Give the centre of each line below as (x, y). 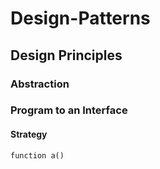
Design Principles (66, 55)
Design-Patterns (80, 18)
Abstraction (40, 84)
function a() (37, 155)
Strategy (29, 134)
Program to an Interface (69, 110)
